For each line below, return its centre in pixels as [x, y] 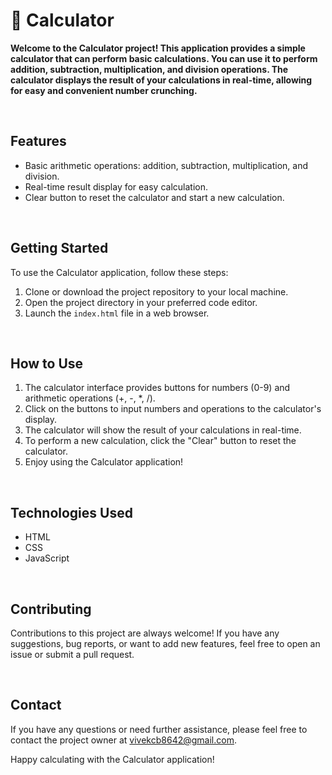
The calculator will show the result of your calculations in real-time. [163, 430]
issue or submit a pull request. [72, 654]
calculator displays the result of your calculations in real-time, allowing [161, 80]
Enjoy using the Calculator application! [104, 462]
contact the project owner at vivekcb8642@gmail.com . [123, 740]
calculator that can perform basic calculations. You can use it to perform [164, 58]
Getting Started [59, 248]
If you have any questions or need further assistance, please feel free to [159, 729]
